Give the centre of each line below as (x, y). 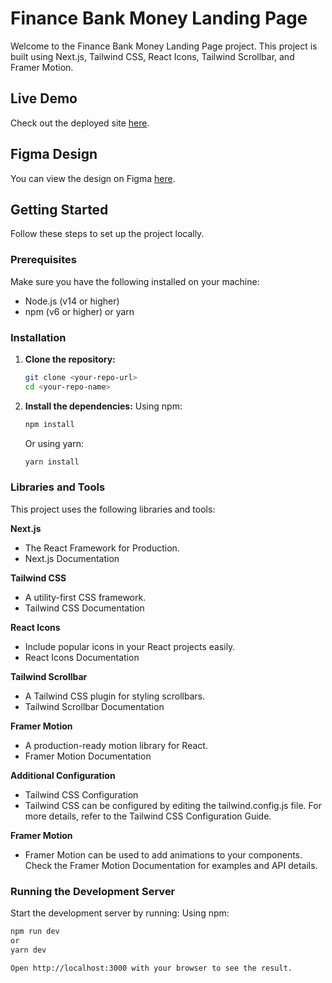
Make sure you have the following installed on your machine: (135, 281)
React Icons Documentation (82, 657)
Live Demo (44, 98)
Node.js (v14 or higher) (72, 301)
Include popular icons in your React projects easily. (130, 646)
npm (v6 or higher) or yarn (79, 311)
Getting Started (59, 209)
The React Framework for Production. (102, 548)
